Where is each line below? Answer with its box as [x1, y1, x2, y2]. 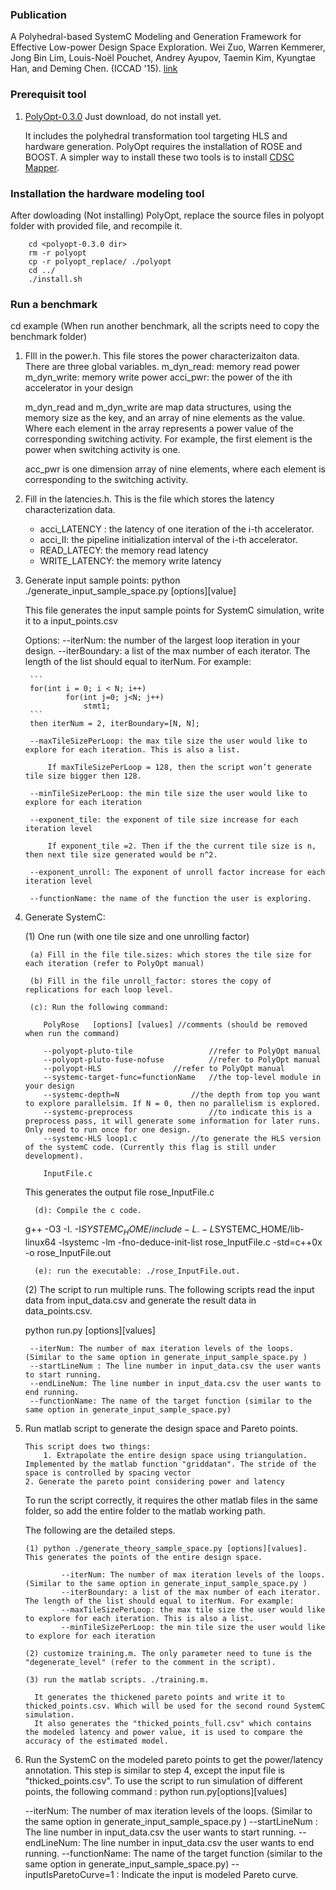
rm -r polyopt [28, 248, 87, 258]
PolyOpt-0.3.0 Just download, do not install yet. [24, 110, 222, 122]
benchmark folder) [10, 331, 88, 343]
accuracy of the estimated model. [24, 1736, 169, 1746]
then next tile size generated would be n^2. [24, 850, 218, 860]
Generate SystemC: [24, 911, 106, 923]
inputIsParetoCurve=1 [24, 1868, 115, 1880]
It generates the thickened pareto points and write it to [34, 1692, 286, 1702]
